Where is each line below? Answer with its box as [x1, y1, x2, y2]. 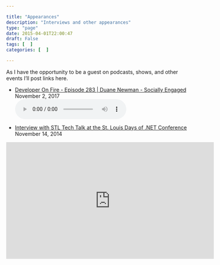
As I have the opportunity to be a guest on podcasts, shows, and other [6, 68, 178, 75]
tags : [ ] [6, 41, 33, 47]
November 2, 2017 [14, 92, 60, 100]
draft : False [6, 36, 39, 42]
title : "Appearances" [6, 14, 60, 20]
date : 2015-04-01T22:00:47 [6, 30, 73, 36]
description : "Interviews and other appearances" [6, 19, 132, 25]
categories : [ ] [6, 47, 49, 53]
